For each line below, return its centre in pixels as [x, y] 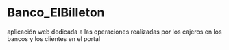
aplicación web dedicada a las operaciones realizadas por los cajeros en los [114, 32]
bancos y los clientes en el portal [54, 38]
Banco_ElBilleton [56, 13]
